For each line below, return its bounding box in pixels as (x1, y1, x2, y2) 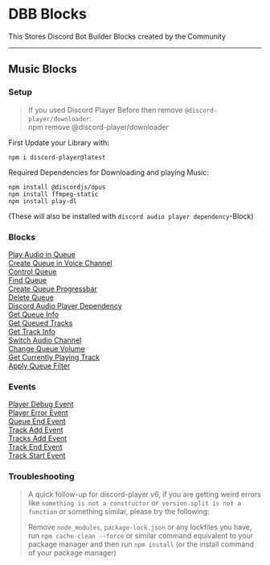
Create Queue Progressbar (8, 284, 98, 293)
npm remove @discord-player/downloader (27, 122, 169, 131)
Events (8, 380, 36, 392)
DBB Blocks (8, 5, 87, 23)
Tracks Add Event (8, 434, 67, 443)
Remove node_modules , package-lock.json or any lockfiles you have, (27, 521, 252, 532)
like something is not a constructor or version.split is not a (27, 497, 242, 508)
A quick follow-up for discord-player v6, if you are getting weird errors (27, 489, 261, 499)
